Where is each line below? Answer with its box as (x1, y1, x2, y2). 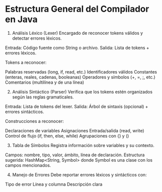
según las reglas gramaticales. (12, 94, 74, 100)
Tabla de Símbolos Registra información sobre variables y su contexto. (12, 142, 155, 148)
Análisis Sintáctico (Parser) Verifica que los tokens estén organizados (12, 89, 153, 95)
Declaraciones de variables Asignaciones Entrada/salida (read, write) (5, 127, 144, 133)
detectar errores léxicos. (12, 35, 62, 41)
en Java (5, 14, 38, 25)
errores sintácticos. (5, 109, 44, 115)
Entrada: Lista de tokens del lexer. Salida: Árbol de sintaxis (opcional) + (5, 103, 148, 109)
